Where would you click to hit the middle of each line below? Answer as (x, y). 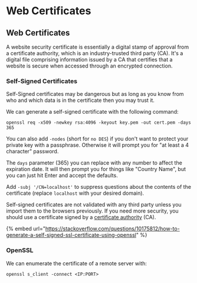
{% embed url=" (26, 229)
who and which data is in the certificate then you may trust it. (81, 100)
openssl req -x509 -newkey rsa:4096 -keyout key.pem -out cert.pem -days (99, 123)
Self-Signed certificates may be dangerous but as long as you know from (95, 94)
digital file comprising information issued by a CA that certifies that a (89, 60)
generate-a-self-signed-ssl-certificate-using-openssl (71, 235)
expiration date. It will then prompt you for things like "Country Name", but (96, 169)
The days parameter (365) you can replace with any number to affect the (94, 163)
